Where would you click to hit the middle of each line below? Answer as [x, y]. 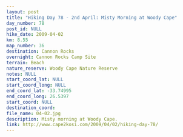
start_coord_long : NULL [36, 85]
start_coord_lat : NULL [35, 79]
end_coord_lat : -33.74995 [39, 91]
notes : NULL [21, 74]
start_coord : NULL [29, 102]
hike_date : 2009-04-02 [35, 35]
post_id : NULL [24, 29]
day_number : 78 [25, 23]
